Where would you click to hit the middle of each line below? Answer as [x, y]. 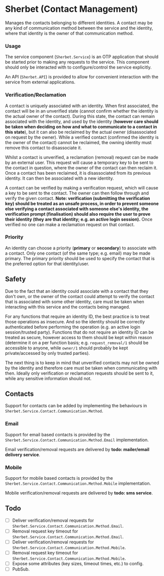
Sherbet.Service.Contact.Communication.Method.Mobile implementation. [78, 483]
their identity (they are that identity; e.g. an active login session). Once [79, 219]
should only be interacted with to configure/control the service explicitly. [79, 67]
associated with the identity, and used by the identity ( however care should [82, 121]
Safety [15, 279]
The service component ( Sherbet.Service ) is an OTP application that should [82, 57]
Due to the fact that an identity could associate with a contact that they [77, 291]
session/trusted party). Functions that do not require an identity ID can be [79, 332]
